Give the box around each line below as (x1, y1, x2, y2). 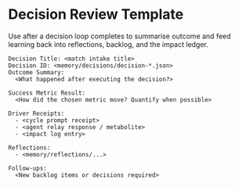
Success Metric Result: (8, 88, 86, 97)
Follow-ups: (8, 164, 47, 172)
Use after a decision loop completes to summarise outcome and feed (8, 31, 231, 41)
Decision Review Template (8, 5, 184, 23)
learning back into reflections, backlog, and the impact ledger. (8, 39, 209, 49)
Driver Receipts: (8, 110, 65, 117)
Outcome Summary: (8, 68, 65, 76)
